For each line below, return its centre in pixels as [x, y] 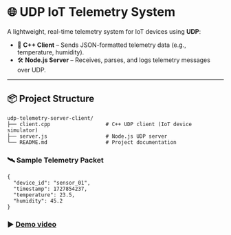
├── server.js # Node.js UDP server [87, 136]
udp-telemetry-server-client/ [51, 118]
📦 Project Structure [51, 99]
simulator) [23, 130]
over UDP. [31, 70]
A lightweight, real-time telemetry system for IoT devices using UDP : [104, 31]
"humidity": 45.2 [38, 201]
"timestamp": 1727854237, [51, 189]
